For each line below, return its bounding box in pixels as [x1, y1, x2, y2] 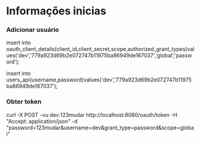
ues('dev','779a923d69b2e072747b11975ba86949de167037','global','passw [6, 52, 192, 59]
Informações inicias [6, 4, 106, 18]
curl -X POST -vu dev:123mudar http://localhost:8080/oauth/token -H [6, 111, 178, 118]
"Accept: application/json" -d [6, 117, 78, 125]
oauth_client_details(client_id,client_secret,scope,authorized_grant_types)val [6, 46, 195, 53]
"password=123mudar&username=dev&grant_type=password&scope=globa [6, 124, 194, 131]
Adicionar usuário [6, 26, 60, 34]
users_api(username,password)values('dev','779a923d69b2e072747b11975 [6, 76, 192, 83]
